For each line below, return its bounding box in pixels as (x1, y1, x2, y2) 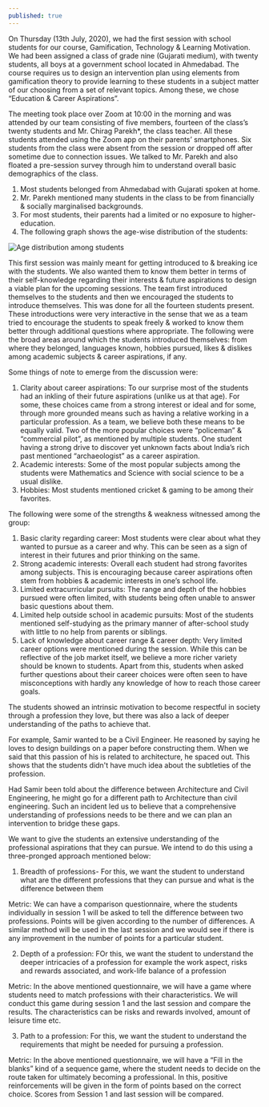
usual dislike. (19, 476, 63, 486)
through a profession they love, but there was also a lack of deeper (8, 711, 230, 720)
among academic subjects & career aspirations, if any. (8, 351, 187, 361)
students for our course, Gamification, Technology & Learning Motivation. (8, 42, 251, 52)
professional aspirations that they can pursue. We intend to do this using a (8, 842, 254, 852)
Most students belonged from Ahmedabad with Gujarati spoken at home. (19, 184, 260, 193)
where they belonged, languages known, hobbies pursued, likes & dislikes (8, 343, 252, 353)
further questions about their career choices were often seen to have (19, 669, 248, 679)
